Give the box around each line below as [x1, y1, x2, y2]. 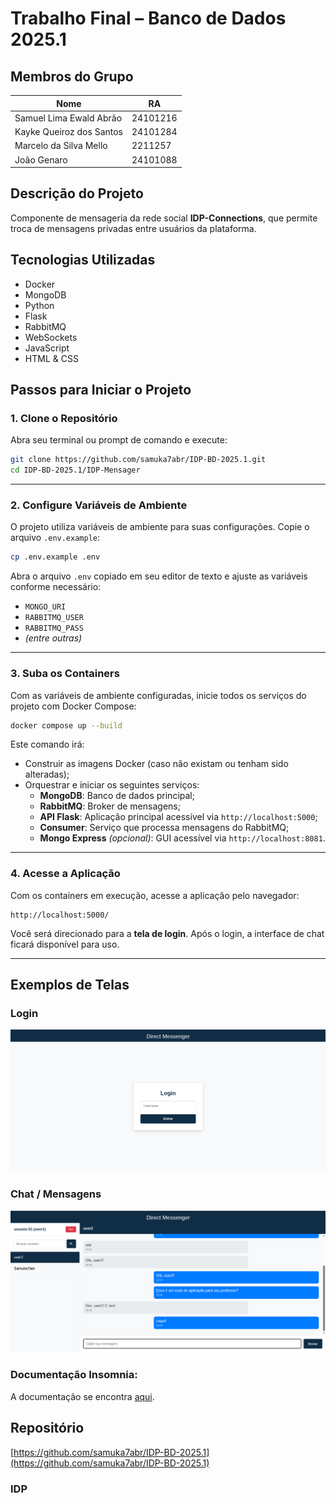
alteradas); [24, 768, 70, 781]
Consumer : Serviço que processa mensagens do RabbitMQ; [39, 822, 290, 834]
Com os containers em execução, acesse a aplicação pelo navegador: [10, 889, 300, 901]
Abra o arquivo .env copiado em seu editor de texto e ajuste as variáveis [10, 570, 308, 582]
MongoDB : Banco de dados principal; [39, 790, 195, 802]
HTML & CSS [24, 352, 79, 364]
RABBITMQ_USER [24, 613, 84, 623]
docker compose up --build [10, 720, 123, 731]
